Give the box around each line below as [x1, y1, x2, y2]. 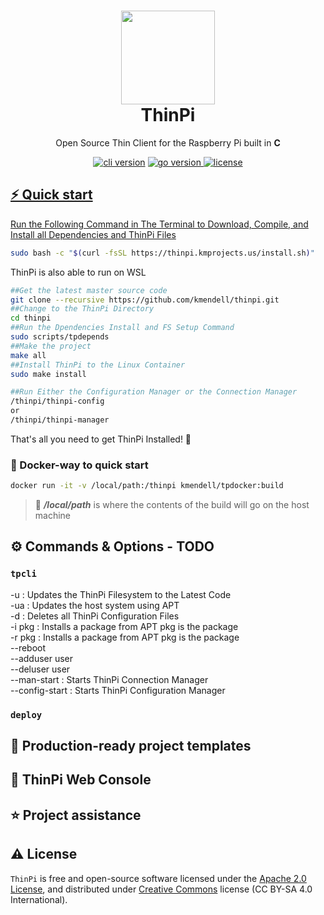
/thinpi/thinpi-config [10, 396, 105, 407]
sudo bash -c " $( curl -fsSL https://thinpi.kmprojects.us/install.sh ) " [10, 248, 315, 258]
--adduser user [10, 652, 74, 664]
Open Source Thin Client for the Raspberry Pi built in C [55, 136, 281, 149]
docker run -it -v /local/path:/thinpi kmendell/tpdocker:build [10, 481, 284, 491]
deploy [10, 709, 43, 720]
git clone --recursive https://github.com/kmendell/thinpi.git [10, 295, 280, 305]
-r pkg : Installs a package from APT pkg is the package [10, 631, 240, 643]
